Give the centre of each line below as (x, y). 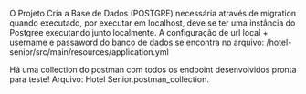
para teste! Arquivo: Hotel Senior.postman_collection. (110, 79)
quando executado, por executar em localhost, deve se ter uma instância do (153, 23)
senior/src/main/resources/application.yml (89, 52)
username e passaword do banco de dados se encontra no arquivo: (137, 42)
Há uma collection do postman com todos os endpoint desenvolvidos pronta (153, 69)
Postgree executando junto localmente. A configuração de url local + (139, 32)
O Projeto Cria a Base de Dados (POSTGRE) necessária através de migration (153, 13)
